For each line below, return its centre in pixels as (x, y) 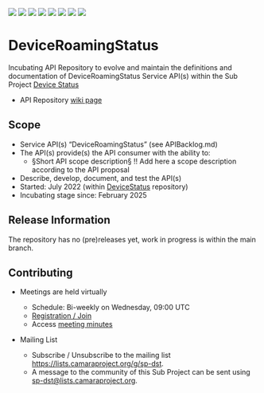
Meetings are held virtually (63, 292)
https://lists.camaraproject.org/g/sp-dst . (98, 364)
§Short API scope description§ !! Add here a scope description (134, 161)
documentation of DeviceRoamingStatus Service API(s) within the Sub (123, 76)
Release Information (60, 220)
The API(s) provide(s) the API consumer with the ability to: (115, 152)
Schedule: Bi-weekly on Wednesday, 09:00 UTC (111, 308)
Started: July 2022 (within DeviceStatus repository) (104, 187)
